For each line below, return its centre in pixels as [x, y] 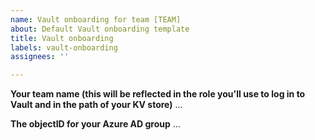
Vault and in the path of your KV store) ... [96, 105]
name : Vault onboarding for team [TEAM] [96, 19]
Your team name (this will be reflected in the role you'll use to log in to [158, 94]
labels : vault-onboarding [64, 47]
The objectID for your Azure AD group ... [95, 124]
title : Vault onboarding [62, 38]
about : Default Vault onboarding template [100, 29]
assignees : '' [40, 57]
